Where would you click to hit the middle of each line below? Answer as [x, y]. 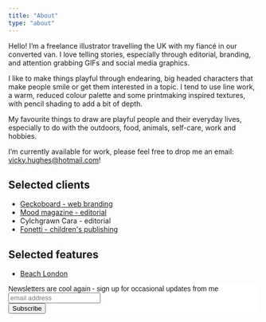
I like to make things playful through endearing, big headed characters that [131, 78]
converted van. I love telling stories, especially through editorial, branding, [130, 54]
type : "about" [32, 23]
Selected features [53, 255]
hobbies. [23, 135]
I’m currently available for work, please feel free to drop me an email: [121, 151]
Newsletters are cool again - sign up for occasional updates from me [113, 289]
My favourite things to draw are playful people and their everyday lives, [125, 119]
